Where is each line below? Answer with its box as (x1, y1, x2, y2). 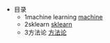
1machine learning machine (24, 13, 103, 21)
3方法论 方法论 (24, 29, 68, 36)
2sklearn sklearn (24, 20, 72, 28)
